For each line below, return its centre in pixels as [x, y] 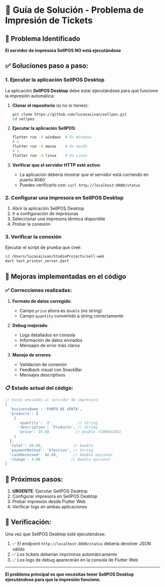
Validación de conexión [43, 364]
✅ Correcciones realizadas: [39, 291]
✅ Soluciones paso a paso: [47, 66]
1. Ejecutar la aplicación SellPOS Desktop [55, 80]
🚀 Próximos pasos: [34, 479]
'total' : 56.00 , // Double [51, 445]
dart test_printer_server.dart [37, 261]
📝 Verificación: [28, 522]
